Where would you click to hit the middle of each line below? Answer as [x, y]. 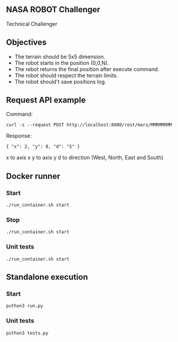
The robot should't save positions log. [61, 81]
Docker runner [33, 176]
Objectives [26, 43]
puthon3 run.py [25, 306]
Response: [19, 136]
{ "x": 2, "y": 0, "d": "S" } [43, 147]
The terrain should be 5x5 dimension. [60, 57]
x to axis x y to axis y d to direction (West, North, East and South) [85, 158]
